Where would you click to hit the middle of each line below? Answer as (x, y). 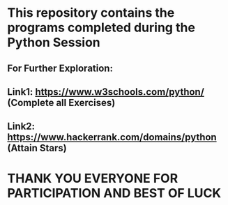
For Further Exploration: (60, 68)
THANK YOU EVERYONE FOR (93, 178)
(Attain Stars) (37, 148)
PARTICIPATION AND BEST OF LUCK (114, 193)
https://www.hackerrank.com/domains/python (112, 137)
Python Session (54, 43)
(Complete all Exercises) (61, 102)
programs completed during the (101, 28)
